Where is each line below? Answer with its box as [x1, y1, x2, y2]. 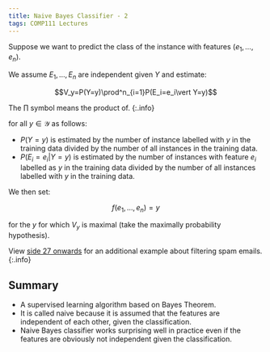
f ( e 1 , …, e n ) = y [112, 202, 160, 214]
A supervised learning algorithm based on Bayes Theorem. [19, 300, 217, 310]
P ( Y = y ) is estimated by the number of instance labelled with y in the [19, 134, 251, 144]
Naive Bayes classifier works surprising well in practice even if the [19, 325, 241, 336]
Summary [8, 278, 59, 292]
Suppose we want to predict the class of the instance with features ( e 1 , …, [8, 41, 254, 53]
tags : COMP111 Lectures [8, 19, 89, 28]
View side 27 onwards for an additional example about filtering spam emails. [8, 246, 263, 256]
